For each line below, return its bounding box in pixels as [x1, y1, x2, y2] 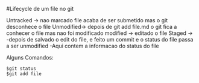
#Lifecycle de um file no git [6, 5, 74, 12]
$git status [6, 66, 36, 72]
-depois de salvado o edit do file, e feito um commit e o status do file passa [6, 36, 194, 43]
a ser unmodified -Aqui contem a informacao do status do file [6, 42, 159, 49]
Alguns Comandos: [6, 54, 54, 61]
